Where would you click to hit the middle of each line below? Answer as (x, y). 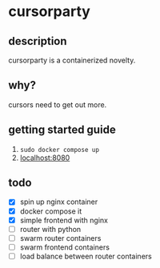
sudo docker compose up (60, 150)
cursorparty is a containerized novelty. (72, 60)
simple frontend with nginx (64, 220)
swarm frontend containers (65, 247)
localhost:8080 (45, 158)
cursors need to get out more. (58, 104)
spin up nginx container (59, 202)
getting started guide (62, 130)
